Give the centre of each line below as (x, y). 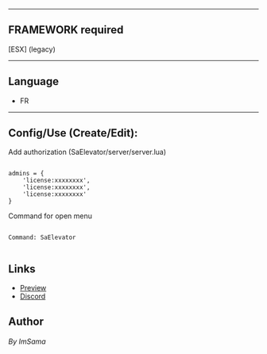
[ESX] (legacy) (32, 49)
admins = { (26, 174)
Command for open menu (50, 216)
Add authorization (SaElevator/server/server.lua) (87, 152)
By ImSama (27, 341)
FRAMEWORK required (66, 30)
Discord (33, 296)
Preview (33, 288)
